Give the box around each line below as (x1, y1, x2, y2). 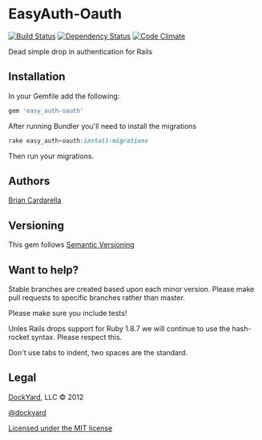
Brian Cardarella (8, 195, 62, 205)
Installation (8, 70, 66, 84)
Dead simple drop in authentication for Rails (8, 46, 153, 56)
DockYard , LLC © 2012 (8, 392, 84, 402)
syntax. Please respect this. (30, 332, 123, 342)
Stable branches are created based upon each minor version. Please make (8, 284, 255, 294)
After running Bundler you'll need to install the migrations (8, 121, 197, 130)
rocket (8, 332, 30, 342)
